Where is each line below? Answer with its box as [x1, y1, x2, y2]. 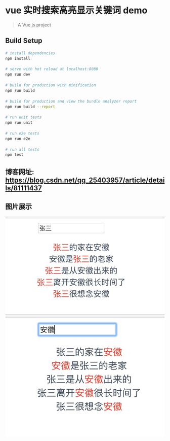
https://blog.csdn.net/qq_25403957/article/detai [5, 176, 165, 184]
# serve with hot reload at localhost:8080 [5, 66, 99, 72]
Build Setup [5, 37, 42, 45]
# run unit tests [5, 115, 42, 120]
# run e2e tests [5, 130, 39, 136]
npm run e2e [5, 136, 30, 141]
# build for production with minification [5, 83, 96, 88]
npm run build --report [5, 104, 56, 109]
